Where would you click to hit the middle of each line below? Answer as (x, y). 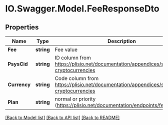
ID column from (73, 58)
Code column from (77, 78)
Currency (19, 84)
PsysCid (18, 64)
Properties (22, 27)
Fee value (66, 49)
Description (121, 41)
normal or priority (75, 99)
